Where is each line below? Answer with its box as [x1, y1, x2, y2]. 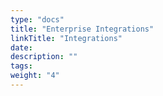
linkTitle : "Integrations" [10, 33, 123, 43]
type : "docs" [10, 14, 65, 25]
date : [10, 42, 33, 53]
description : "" [10, 52, 78, 62]
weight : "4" [10, 71, 60, 81]
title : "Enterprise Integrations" [10, 24, 155, 34]
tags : [10, 61, 33, 71]
